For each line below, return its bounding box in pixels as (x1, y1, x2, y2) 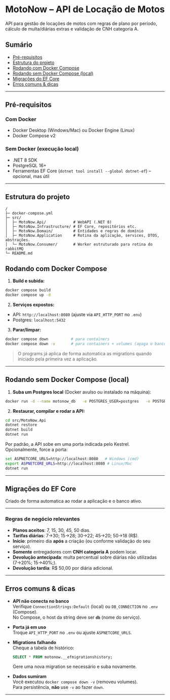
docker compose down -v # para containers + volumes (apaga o (5, 341, 153, 346)
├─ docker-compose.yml (5, 210, 53, 216)
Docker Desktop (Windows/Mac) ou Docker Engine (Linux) (12, 127, 135, 133)
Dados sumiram (12, 674, 47, 680)
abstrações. (5, 237, 30, 242)
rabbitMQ (5, 246, 24, 251)
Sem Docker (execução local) (5, 145, 79, 153)
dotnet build (5, 427, 33, 433)
